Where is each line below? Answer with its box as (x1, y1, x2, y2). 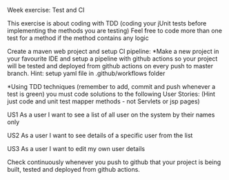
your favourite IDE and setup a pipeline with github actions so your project (7, 54, 218, 63)
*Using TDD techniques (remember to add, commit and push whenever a (7, 83, 216, 90)
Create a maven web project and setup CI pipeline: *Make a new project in (7, 48, 219, 55)
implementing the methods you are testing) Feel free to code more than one (7, 27, 223, 34)
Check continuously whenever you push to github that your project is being (7, 158, 221, 166)
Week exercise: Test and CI (7, 6, 85, 14)
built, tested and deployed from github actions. (7, 166, 140, 173)
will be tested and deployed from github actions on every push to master (7, 62, 214, 70)
